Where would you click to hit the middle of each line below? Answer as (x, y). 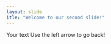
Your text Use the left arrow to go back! (56, 34)
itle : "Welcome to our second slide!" (56, 17)
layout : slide (24, 12)
